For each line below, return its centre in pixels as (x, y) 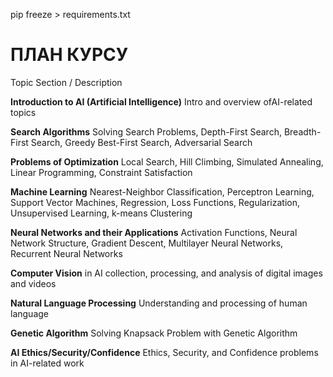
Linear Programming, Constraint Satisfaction (101, 172)
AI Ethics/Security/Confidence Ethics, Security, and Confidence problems (164, 352)
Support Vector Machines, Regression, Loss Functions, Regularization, (155, 202)
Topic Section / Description (66, 82)
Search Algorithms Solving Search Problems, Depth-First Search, (146, 131)
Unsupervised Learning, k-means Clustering (101, 213)
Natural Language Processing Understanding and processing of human (159, 303)
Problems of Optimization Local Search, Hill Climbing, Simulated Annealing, (167, 161)
